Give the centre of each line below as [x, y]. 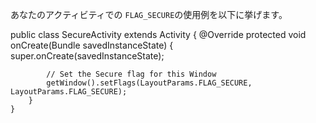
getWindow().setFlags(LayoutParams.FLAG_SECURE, [149, 83]
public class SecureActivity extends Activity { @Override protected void [158, 34]
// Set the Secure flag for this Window [131, 74]
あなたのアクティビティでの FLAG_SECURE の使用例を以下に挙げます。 [149, 14]
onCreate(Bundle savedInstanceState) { [92, 45]
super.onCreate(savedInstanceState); [87, 56]
